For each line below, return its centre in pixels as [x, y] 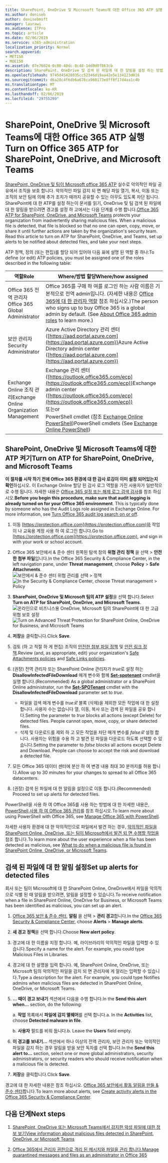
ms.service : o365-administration [40, 43]
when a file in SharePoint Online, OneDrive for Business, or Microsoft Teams [83, 900]
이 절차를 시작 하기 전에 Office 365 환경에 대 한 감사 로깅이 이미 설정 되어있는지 [82, 479]
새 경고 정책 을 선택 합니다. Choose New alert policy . [64, 932]
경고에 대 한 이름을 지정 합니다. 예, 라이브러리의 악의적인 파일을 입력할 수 [83, 943]
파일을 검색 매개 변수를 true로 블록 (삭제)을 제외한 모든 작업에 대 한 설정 [89, 703]
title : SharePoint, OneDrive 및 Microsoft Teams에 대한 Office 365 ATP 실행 [84, 10]
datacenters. [25, 778]
